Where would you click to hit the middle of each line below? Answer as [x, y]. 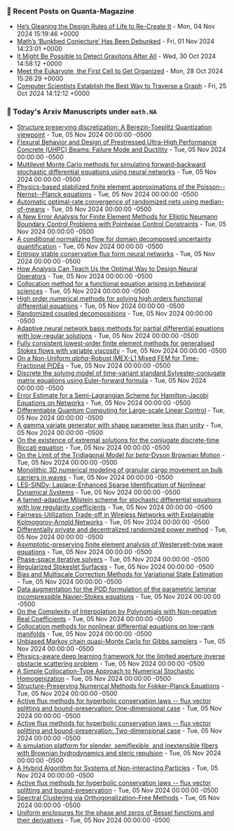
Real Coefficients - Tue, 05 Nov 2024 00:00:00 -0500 [95, 619]
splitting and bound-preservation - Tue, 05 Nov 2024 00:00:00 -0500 [117, 790]
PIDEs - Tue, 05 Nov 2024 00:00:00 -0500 [109, 365]
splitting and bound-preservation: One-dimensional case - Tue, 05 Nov [119, 708]
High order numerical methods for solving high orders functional [109, 298]
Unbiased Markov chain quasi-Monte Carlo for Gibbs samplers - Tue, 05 [121, 641]
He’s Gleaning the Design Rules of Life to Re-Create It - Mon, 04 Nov [116, 27]
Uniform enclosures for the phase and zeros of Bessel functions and [115, 812]
